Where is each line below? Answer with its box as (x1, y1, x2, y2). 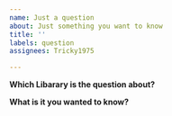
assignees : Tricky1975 (9, 47, 95, 56)
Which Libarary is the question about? (9, 79, 156, 90)
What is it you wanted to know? (9, 96, 129, 108)
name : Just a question (9, 13, 95, 22)
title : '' (9, 30, 47, 39)
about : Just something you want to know (9, 22, 164, 31)
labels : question (9, 38, 75, 48)
